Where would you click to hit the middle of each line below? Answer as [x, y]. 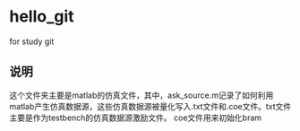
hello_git [42, 17]
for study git [32, 41]
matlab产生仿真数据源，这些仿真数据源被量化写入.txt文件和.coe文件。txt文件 [150, 106]
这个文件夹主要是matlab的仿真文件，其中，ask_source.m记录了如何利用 [141, 95]
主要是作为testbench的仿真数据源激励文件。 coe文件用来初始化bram [136, 118]
